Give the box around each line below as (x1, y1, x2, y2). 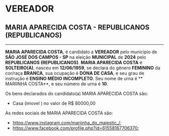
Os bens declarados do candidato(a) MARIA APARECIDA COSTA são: (5, 91, 148, 96)
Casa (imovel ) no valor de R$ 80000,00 (12, 100, 96, 106)
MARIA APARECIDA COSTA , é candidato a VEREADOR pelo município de (5, 49, 157, 55)
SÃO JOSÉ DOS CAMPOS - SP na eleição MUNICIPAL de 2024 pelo (5, 54, 146, 60)
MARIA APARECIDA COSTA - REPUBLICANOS (5, 23, 150, 32)
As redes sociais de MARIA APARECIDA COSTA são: (5, 110, 113, 116)
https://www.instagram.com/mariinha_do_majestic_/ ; (12, 120, 122, 125)
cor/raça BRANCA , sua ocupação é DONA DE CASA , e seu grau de (5, 70, 144, 76)
